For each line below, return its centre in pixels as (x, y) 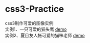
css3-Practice (34, 9)
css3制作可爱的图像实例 (29, 23)
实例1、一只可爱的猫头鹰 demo (36, 29)
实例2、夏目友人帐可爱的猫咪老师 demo (45, 35)
